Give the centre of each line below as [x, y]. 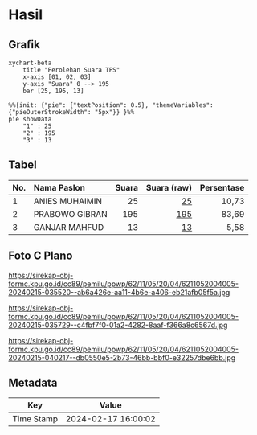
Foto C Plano [41, 256]
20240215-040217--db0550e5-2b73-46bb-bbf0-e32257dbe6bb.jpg [122, 357]
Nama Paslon [59, 187]
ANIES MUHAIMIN [68, 201]
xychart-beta [30, 63]
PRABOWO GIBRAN [70, 214]
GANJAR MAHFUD [69, 227]
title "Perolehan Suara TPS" [71, 70]
